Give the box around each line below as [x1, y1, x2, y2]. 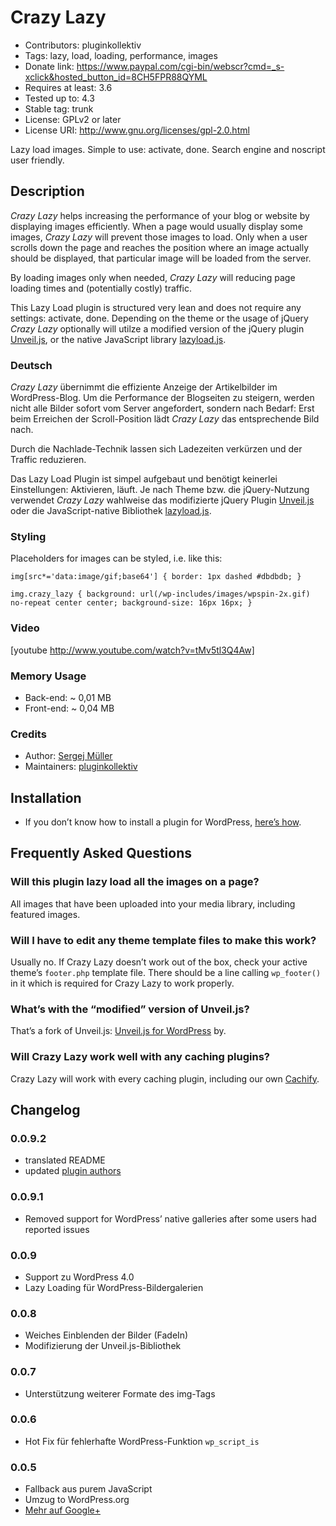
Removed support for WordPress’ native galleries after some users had [24, 1212, 317, 1225]
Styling [10, 529, 47, 543]
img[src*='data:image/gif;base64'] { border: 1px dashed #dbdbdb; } [10, 572, 302, 582]
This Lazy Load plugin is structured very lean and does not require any [10, 301, 302, 313]
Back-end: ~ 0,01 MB [24, 691, 112, 703]
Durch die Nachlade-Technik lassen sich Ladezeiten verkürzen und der [10, 443, 303, 455]
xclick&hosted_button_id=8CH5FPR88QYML [24, 71, 208, 83]
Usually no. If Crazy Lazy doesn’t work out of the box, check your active [10, 956, 308, 968]
